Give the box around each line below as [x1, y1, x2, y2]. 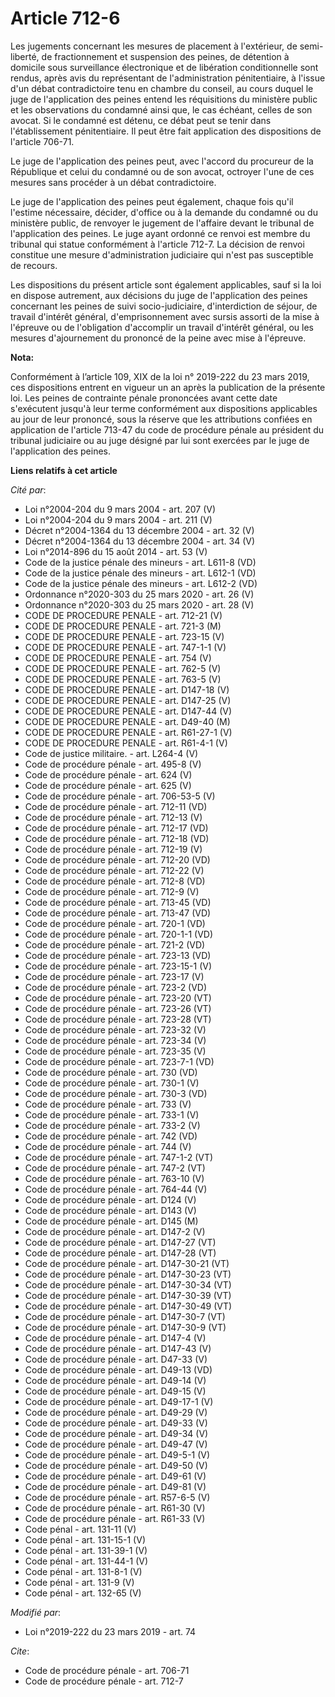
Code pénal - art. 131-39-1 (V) [24, 1544, 148, 1556]
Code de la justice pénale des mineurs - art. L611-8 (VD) [24, 556, 257, 568]
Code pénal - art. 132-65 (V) [24, 1587, 142, 1599]
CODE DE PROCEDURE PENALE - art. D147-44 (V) [24, 705, 233, 717]
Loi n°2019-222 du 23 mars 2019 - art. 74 [24, 1625, 197, 1637]
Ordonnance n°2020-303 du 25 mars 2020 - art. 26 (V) [24, 588, 255, 600]
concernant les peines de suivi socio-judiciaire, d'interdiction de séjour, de [10, 300, 318, 312]
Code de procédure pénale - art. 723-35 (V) [24, 1045, 207, 1057]
